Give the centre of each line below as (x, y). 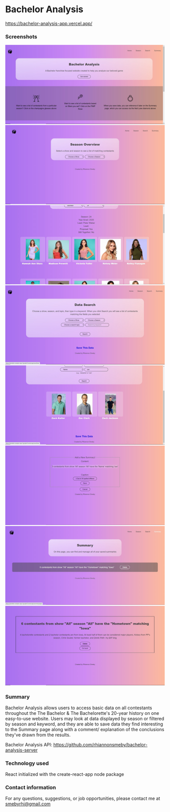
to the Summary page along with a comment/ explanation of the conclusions (85, 729)
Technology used (27, 763)
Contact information (31, 788)
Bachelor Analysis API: (29, 744)
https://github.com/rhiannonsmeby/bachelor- (100, 744)
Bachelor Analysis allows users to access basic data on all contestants (79, 708)
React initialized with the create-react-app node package (65, 774)
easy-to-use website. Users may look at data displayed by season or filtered (85, 718)
